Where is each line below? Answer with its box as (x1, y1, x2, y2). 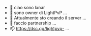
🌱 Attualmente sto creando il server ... (9, 15, 87, 20)
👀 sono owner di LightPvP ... (9, 10, 67, 16)
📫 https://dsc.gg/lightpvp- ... (9, 26, 69, 31)
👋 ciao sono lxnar (9, 5, 45, 10)
